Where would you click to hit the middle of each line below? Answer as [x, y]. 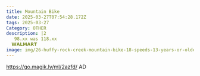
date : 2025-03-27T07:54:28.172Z [46, 17]
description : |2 [26, 34]
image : [14, 50]
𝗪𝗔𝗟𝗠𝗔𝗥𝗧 [24, 45]
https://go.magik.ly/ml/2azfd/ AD [46, 67]
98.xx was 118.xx [36, 39]
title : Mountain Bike [33, 11]
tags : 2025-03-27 [28, 22]
